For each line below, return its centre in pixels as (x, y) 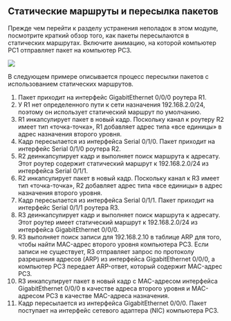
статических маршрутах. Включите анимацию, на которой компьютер (112, 43)
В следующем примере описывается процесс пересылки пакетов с (109, 76)
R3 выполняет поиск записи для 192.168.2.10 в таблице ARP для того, (120, 237)
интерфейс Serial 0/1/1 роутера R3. (68, 208)
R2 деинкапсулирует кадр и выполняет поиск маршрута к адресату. (119, 156)
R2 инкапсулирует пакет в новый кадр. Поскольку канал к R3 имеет (119, 178)
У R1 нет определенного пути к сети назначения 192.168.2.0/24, (112, 104)
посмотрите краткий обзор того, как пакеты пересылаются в (99, 35)
